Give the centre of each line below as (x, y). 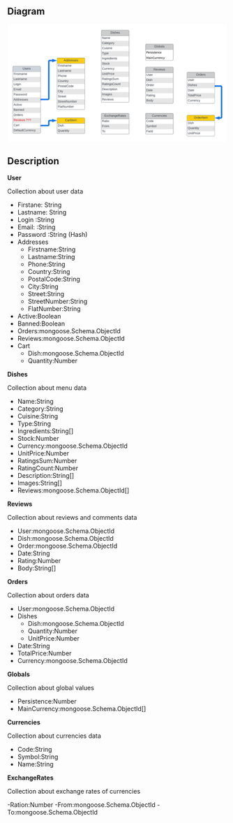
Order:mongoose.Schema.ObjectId (67, 546)
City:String (43, 286)
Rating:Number (39, 561)
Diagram (26, 12)
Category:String (40, 409)
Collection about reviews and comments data (72, 518)
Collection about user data (45, 191)
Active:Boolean (39, 316)
